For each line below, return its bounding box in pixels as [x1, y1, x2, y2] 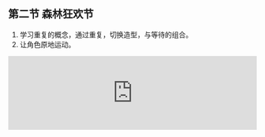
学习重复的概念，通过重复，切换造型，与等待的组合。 [19, 30, 193, 39]
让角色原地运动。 [19, 39, 76, 49]
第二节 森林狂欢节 [8, 7, 94, 21]
